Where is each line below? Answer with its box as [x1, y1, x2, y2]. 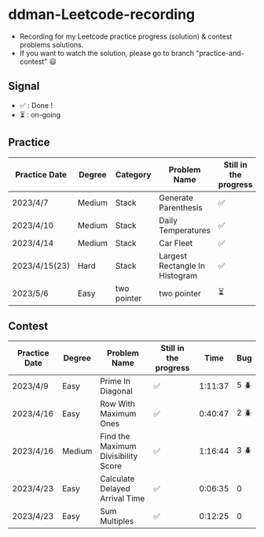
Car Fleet [159, 237, 193, 248]
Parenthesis [159, 202, 203, 213]
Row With [99, 398, 135, 409]
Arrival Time [99, 493, 145, 504]
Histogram [159, 270, 198, 281]
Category [115, 169, 152, 180]
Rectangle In [159, 260, 206, 271]
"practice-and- [196, 48, 245, 58]
